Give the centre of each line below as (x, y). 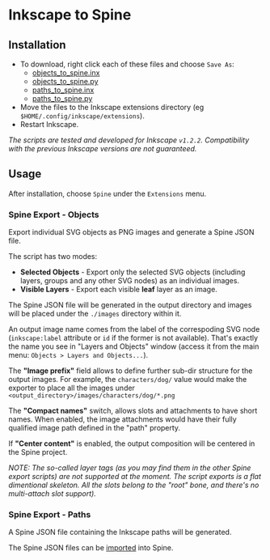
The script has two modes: (53, 257)
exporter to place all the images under (72, 388)
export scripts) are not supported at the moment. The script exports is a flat (135, 477)
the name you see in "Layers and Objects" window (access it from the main (134, 346)
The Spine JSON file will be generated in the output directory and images (130, 305)
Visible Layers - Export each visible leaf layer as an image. (119, 290)
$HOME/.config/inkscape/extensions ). (82, 116)
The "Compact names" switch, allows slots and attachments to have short (133, 411)
